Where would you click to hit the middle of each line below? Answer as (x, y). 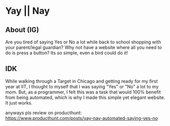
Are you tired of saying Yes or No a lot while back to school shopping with (83, 42)
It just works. (19, 103)
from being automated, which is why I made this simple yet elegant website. (85, 97)
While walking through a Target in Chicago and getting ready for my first (81, 81)
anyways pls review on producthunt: (44, 113)
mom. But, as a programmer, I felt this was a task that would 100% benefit (83, 92)
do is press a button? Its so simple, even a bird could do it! (67, 53)
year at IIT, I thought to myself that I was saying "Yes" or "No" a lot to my (82, 86)
